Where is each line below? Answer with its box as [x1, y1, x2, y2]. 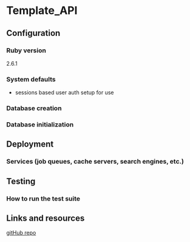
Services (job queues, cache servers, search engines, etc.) [6, 157, 184, 166]
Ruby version [6, 46, 47, 55]
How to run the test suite [6, 194, 81, 202]
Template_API [6, 4, 78, 18]
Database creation [6, 104, 62, 112]
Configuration [6, 28, 61, 38]
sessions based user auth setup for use [15, 89, 114, 96]
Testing [6, 176, 36, 186]
